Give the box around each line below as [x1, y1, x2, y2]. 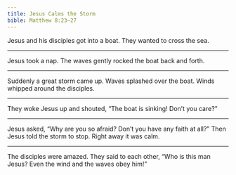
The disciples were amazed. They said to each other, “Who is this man [7, 152, 211, 160]
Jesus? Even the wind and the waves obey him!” [7, 160, 147, 168]
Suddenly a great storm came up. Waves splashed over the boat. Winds [7, 77, 215, 85]
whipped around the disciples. [7, 84, 95, 92]
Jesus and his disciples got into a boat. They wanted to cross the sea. [7, 36, 209, 44]
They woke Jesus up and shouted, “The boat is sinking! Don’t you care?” [7, 104, 218, 112]
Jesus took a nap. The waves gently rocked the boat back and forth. [7, 56, 205, 65]
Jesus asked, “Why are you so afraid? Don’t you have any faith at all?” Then [7, 124, 226, 133]
